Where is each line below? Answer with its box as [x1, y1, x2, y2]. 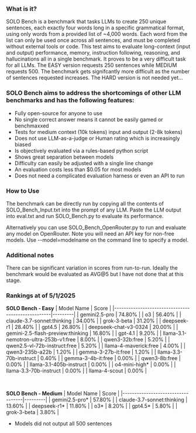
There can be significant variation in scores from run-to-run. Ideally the [6, 264, 178, 271]
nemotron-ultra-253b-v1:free [6, 336, 76, 343]
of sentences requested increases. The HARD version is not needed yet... [6, 74, 183, 81]
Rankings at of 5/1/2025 [6, 291, 76, 300]
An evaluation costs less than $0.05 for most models [14, 166, 142, 173]
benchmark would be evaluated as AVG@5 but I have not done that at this [6, 271, 184, 278]
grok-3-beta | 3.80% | [6, 409, 60, 416]
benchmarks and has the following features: [6, 96, 135, 105]
